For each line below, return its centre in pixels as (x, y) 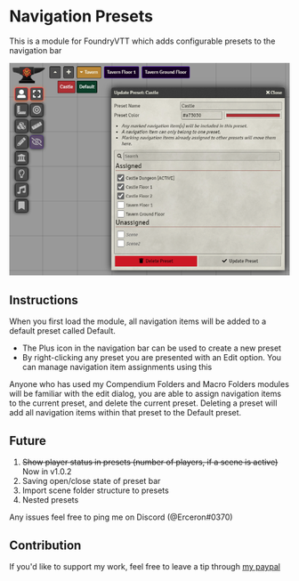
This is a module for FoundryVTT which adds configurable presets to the (142, 41)
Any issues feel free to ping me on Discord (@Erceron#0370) (121, 517)
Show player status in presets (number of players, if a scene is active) (150, 462)
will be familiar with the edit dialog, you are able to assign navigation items (145, 394)
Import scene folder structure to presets (95, 490)
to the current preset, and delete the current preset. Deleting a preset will (143, 403)
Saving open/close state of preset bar (91, 481)
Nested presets (50, 500)
